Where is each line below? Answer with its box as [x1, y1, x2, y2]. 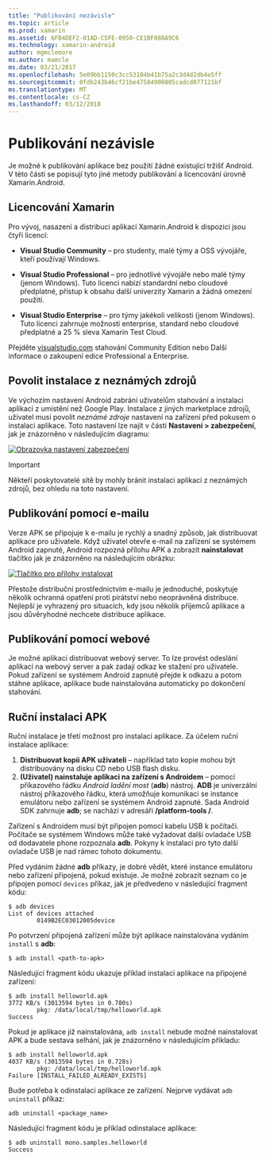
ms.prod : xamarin [8, 26, 66, 34]
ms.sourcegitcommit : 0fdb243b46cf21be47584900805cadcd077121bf [8, 78, 222, 86]
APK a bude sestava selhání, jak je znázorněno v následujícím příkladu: [8, 1035, 241, 1046]
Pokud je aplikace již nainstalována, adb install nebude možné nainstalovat [8, 1027, 258, 1037]
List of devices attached [8, 910, 94, 918]
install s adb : [8, 939, 56, 949]
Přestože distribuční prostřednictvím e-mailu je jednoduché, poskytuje [8, 584, 238, 593]
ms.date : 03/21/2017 [8, 64, 77, 72]
